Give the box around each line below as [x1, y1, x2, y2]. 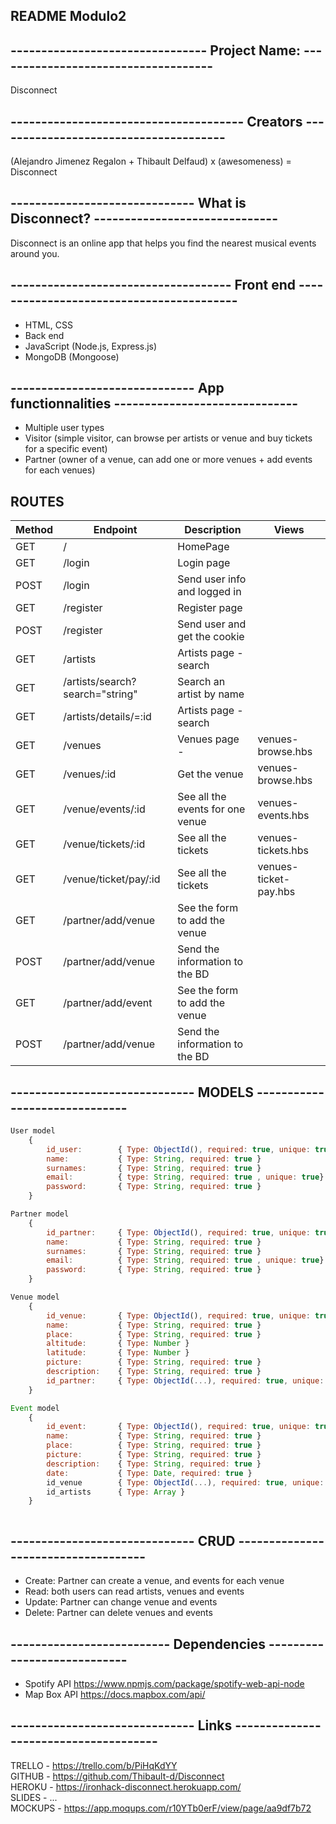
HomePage [177, 540, 230, 554]
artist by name [177, 687, 245, 701]
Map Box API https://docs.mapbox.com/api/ [24, 1688, 206, 1700]
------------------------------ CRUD [10, 1532, 236, 1549]
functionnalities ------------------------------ [10, 395, 299, 413]
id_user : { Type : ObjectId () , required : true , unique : [46, 1144, 311, 1154]
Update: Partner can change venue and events [24, 1596, 218, 1608]
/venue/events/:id [63, 802, 146, 816]
